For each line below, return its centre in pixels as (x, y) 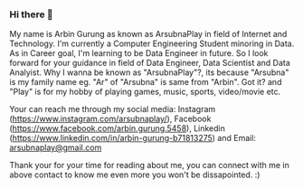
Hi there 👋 (32, 14)
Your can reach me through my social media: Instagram (113, 109)
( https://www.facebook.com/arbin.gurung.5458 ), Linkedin (118, 128)
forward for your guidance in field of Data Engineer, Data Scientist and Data (150, 63)
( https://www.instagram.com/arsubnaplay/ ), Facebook (110, 119)
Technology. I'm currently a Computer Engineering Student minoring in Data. (152, 43)
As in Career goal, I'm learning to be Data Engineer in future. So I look (139, 53)
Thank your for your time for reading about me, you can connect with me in (149, 165)
